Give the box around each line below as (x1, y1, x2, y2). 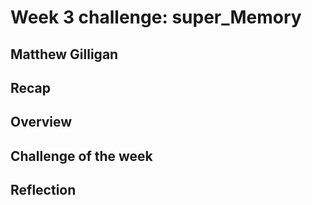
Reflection (10, 182, 77, 199)
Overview (10, 114, 73, 131)
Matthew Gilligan (10, 46, 119, 63)
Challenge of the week (10, 147, 153, 165)
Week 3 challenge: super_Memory (10, 6, 302, 29)
